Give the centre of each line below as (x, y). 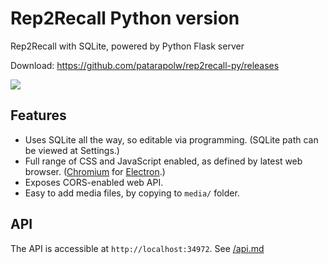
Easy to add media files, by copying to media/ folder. (132, 193)
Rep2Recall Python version (125, 18)
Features (38, 115)
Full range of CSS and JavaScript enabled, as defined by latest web (163, 161)
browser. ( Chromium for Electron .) (95, 171)
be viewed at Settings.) (72, 150)
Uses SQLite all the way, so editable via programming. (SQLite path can (171, 139)
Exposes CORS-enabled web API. (94, 182)
